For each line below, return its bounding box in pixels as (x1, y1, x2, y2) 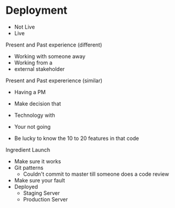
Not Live (14, 23, 35, 30)
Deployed (14, 183, 38, 190)
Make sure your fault (14, 176, 65, 184)
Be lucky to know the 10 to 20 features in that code (14, 135, 139, 142)
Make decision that (14, 100, 61, 107)
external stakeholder (14, 65, 65, 72)
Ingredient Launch (5, 146, 51, 153)
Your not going (14, 123, 51, 130)
